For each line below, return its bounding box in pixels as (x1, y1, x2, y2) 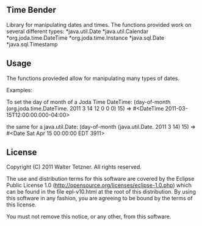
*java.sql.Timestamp (6, 40, 58, 48)
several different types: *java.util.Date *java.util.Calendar (6, 27, 149, 35)
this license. (6, 201, 37, 208)
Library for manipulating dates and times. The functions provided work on (6, 21, 192, 28)
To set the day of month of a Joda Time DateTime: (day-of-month (6, 98, 171, 106)
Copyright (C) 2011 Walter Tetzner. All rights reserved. (6, 163, 142, 170)
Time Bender (6, 5, 57, 15)
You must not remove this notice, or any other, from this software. (6, 213, 171, 221)
